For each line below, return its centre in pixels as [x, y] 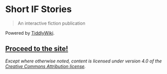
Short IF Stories [38, 9]
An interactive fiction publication [51, 23]
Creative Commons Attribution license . [46, 66]
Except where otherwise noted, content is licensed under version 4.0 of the [83, 61]
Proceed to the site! [37, 49]
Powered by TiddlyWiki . [30, 33]
